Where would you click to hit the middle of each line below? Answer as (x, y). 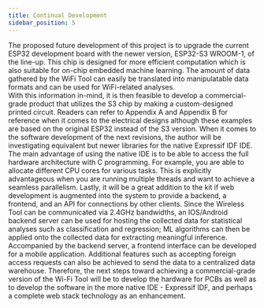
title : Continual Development (58, 15)
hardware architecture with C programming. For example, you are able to (126, 162)
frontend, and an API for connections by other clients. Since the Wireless (126, 203)
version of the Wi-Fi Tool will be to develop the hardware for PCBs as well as (132, 279)
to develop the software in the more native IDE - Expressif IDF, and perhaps (131, 287)
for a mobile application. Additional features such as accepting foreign (122, 254)
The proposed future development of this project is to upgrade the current (129, 45)
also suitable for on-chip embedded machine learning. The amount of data (129, 70)
